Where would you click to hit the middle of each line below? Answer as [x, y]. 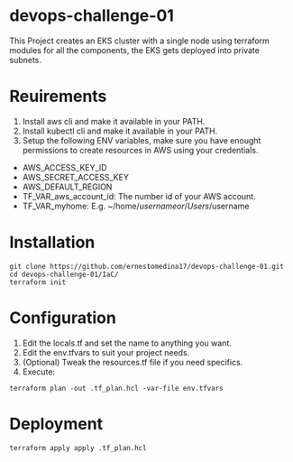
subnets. [26, 60]
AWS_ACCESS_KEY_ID [64, 167]
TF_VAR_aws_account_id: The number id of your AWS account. [139, 196]
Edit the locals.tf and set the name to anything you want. [127, 343]
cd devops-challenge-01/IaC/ [64, 274]
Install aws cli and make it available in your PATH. [114, 121]
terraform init [38, 282]
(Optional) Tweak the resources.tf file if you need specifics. [133, 362]
